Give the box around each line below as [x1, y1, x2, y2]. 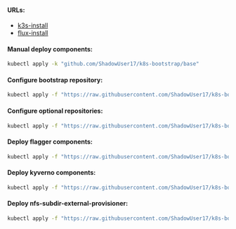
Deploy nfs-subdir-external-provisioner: [7, 199, 129, 208]
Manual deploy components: [7, 44, 93, 53]
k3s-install [17, 21, 48, 30]
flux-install [17, 29, 48, 37]
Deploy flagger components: [7, 137, 93, 146]
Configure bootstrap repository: [7, 75, 103, 84]
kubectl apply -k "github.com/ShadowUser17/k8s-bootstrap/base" [7, 61, 199, 68]
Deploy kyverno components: [7, 168, 96, 177]
